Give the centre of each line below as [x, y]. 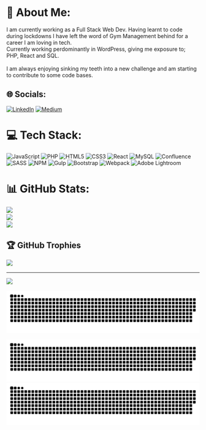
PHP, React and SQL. [33, 55]
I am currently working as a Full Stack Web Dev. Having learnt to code [94, 29]
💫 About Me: [39, 13]
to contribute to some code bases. [50, 75]
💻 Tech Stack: [44, 135]
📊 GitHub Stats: [48, 189]
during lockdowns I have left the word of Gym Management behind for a [97, 36]
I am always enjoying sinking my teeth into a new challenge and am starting [102, 68]
